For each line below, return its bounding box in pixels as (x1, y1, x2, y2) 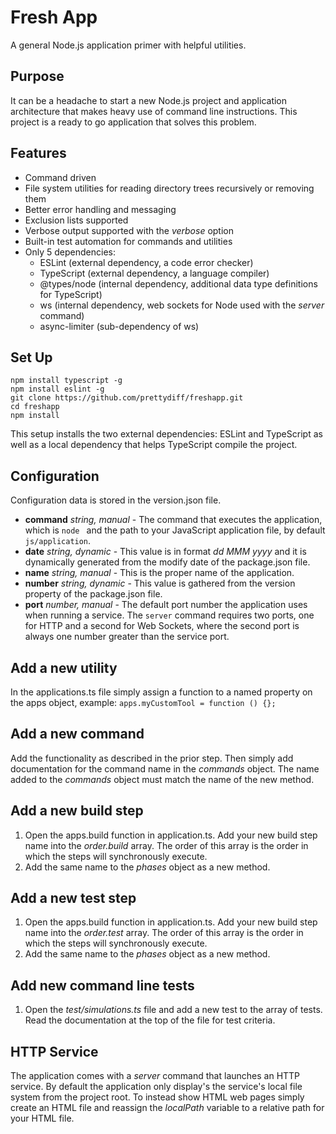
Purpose (10, 68, 65, 85)
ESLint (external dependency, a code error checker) (39, 256, 254, 268)
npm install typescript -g (10, 376, 123, 386)
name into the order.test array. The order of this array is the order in (24, 927, 304, 939)
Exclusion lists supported (24, 214, 129, 226)
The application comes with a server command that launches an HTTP (10, 1070, 301, 1082)
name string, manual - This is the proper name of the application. (24, 567, 295, 579)
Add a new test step (10, 890, 137, 907)
